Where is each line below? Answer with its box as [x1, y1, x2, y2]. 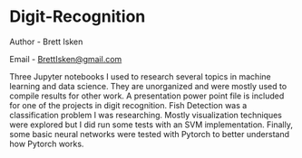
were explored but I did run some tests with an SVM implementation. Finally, [9, 119, 293, 130]
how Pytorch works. [9, 138, 84, 149]
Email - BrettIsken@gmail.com [9, 53, 122, 64]
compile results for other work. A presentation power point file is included [9, 90, 285, 101]
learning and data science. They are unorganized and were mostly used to [9, 80, 287, 91]
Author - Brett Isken [9, 36, 83, 47]
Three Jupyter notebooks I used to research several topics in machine [9, 70, 271, 82]
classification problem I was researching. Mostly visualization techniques [9, 109, 283, 120]
